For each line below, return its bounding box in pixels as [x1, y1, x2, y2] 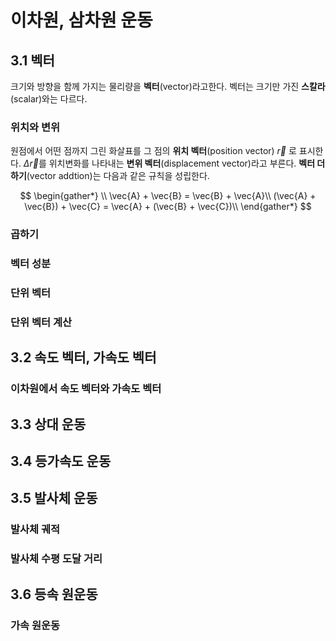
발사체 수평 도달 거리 [10, 552, 103, 566]
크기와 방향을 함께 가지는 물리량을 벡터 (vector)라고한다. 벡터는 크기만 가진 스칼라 [10, 81, 326, 92]
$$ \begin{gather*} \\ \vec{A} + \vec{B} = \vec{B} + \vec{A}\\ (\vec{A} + [19, 190, 317, 202]
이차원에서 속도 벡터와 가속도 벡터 [10, 382, 162, 396]
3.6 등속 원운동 [10, 586, 98, 603]
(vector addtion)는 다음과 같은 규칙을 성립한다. [26, 170, 210, 182]
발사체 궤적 [10, 522, 61, 536]
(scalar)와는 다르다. [10, 93, 88, 105]
